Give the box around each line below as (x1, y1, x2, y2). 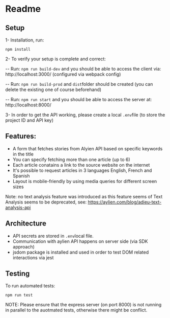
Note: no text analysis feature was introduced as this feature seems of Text (5, 193, 163, 199)
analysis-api (5, 204, 31, 210)
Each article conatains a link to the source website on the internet (12, 162, 150, 168)
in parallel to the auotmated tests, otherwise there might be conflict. (5, 307, 148, 313)
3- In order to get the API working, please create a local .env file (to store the (5, 112, 165, 118)
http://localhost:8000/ (5, 102, 52, 108)
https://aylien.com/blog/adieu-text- (88, 199, 162, 205)
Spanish (12, 172, 30, 179)
